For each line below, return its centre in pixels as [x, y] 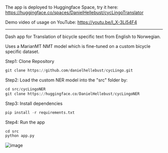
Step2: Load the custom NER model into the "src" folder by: [66, 80]
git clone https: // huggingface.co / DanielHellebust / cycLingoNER [72, 94]
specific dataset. [22, 51]
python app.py [20, 136]
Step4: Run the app [25, 122]
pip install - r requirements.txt [40, 112]
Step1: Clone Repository [30, 61]
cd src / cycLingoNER [25, 89]
